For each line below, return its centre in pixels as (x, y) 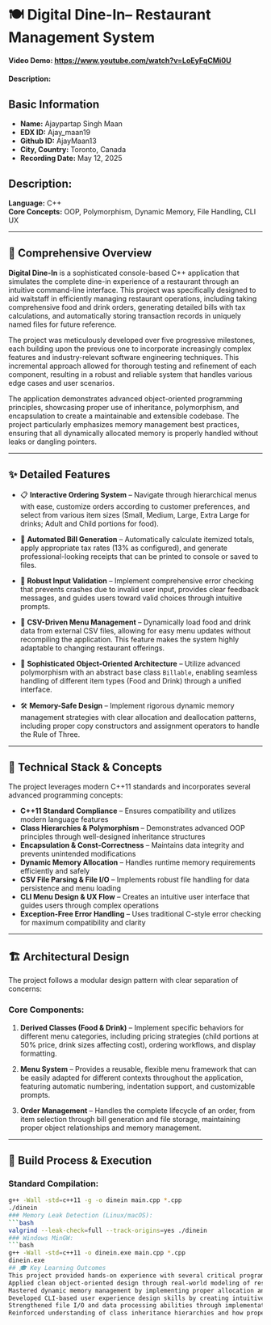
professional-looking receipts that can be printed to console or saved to (139, 556)
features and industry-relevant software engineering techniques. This (124, 357)
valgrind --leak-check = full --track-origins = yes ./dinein (108, 1230)
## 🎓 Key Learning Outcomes (57, 1268)
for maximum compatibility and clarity (83, 923)
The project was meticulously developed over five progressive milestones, (132, 340)
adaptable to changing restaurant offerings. (92, 648)
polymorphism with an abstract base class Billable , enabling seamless (139, 672)
